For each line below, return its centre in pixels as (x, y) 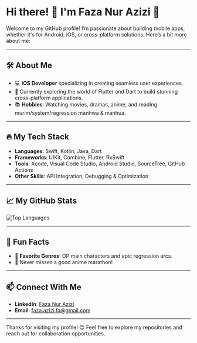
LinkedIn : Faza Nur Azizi (44, 304)
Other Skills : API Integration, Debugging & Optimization (81, 176)
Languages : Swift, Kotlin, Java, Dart (58, 151)
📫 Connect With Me (44, 287)
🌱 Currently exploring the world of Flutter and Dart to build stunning (96, 91)
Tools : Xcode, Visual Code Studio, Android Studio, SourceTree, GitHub (100, 164)
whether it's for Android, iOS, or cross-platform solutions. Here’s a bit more (97, 34)
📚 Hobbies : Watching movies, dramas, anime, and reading (86, 104)
